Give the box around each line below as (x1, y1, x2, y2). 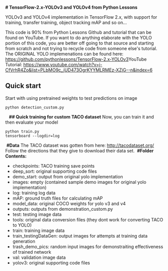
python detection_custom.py (5, 105, 65, 110)
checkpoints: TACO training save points (12, 163, 95, 169)
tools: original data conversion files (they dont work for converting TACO (12, 216, 163, 222)
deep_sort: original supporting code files (12, 168, 97, 174)
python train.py (5, 129, 39, 134)
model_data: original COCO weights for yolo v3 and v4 (12, 200, 126, 207)
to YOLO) (12, 222, 32, 228)
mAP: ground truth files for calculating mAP (12, 195, 103, 201)
